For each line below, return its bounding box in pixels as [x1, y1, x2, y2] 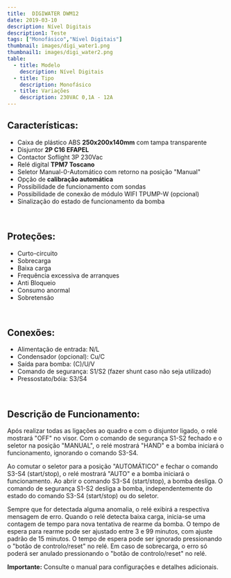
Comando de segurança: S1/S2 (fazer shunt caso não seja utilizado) [17, 367, 212, 375]
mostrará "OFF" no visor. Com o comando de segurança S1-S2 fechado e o [7, 434, 223, 443]
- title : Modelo [13, 62, 60, 69]
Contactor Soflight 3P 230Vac [17, 153, 103, 161]
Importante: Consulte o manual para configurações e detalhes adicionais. [7, 563, 219, 571]
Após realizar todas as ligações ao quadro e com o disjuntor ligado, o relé [7, 427, 218, 435]
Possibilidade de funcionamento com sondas [17, 182, 146, 191]
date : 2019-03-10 [7, 17, 58, 24]
